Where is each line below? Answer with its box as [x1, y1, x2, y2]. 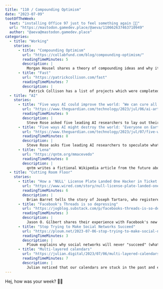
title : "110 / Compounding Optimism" [5, 7, 81, 12]
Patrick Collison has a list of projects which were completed [29, 89, 160, 93]
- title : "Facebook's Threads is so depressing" [17, 201, 118, 207]
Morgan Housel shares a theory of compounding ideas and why [26, 66, 153, 71]
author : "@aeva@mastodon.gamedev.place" [9, 30, 92, 35]
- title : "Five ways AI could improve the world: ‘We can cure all [17, 102, 158, 107]
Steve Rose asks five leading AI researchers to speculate [26, 143, 149, 148]
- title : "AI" [9, 93, 38, 98]
